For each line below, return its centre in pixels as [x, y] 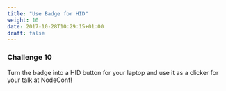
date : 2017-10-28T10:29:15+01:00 [56, 26]
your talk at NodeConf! [40, 80]
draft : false [26, 33]
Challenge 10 [30, 58]
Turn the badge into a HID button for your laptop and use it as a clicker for [113, 72]
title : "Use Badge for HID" [48, 14]
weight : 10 [23, 20]
